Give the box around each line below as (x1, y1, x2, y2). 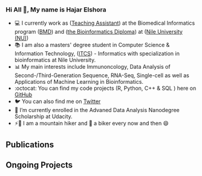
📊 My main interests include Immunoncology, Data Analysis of (14, 63, 171, 71)
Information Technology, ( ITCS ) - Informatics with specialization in (14, 50, 180, 57)
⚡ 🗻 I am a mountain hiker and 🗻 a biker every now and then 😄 (14, 120, 169, 127)
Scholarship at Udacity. (14, 113, 73, 120)
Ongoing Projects (5, 160, 73, 171)
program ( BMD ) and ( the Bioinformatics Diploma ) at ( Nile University (14, 28, 183, 36)
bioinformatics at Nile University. (14, 57, 96, 64)
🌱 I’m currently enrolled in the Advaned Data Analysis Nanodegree (14, 107, 180, 114)
